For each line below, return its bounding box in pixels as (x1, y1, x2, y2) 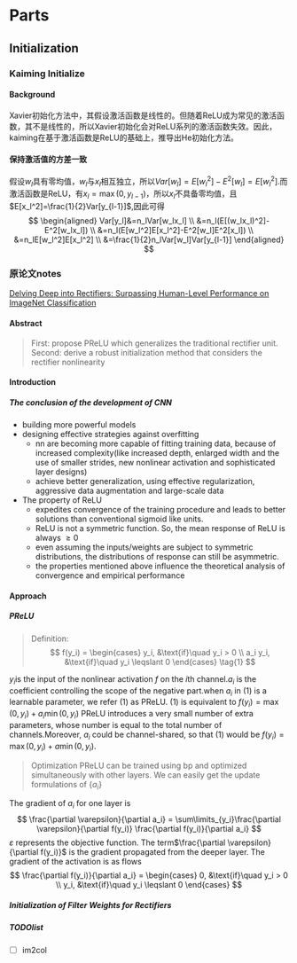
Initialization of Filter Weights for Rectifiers (9, 899, 172, 910)
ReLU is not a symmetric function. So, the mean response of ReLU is (35, 523, 285, 534)
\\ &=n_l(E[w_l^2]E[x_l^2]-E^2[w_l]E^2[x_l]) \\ (90, 225, 254, 236)
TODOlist (9, 922, 44, 933)
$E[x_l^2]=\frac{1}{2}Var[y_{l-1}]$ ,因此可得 (9, 201, 166, 212)
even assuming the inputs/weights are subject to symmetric (35, 542, 254, 552)
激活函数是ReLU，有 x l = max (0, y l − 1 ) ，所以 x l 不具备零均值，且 (9, 188, 238, 201)
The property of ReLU (21, 495, 102, 505)
